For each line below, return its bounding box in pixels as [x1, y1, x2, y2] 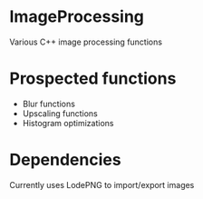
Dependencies [9, 150, 121, 170]
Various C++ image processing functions [9, 36, 163, 47]
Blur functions [22, 98, 75, 109]
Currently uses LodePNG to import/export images [9, 179, 195, 190]
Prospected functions [9, 68, 177, 89]
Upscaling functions [22, 107, 98, 119]
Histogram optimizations [22, 117, 114, 128]
